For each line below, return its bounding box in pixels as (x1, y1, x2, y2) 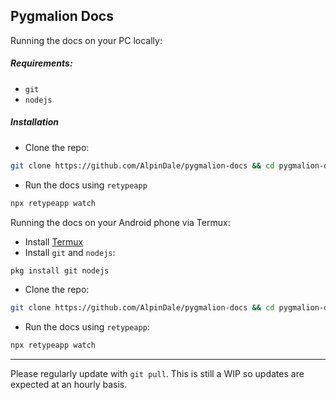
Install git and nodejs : (24, 246, 116, 258)
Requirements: (10, 57, 73, 69)
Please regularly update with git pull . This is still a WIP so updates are (10, 368, 305, 380)
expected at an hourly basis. (10, 379, 128, 391)
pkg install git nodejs (10, 265, 110, 276)
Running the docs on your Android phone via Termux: (10, 216, 231, 228)
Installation (10, 116, 59, 128)
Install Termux (24, 235, 84, 248)
